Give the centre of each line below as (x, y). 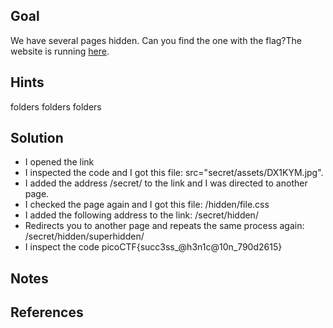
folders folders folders (56, 106)
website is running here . (60, 51)
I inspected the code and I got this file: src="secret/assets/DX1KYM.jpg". (174, 173)
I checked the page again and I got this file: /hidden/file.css (147, 205)
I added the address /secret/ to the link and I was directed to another (166, 183)
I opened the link (59, 162)
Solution (37, 138)
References (47, 312)
